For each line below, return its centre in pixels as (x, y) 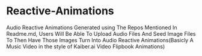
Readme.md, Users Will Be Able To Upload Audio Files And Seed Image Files (101, 33)
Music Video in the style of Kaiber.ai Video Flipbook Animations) (86, 46)
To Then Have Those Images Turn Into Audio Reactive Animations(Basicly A (100, 40)
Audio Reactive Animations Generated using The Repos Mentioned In (92, 27)
